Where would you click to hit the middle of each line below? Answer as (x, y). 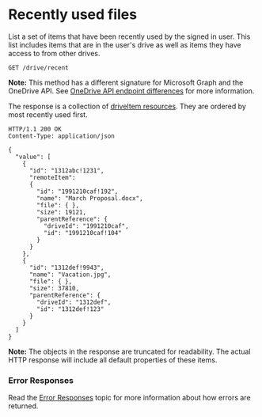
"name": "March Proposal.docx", (90, 198)
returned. (23, 406)
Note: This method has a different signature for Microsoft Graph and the (126, 82)
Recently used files (72, 15)
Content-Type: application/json (61, 136)
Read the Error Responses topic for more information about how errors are (129, 398)
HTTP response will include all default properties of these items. (113, 360)
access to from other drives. (54, 53)
